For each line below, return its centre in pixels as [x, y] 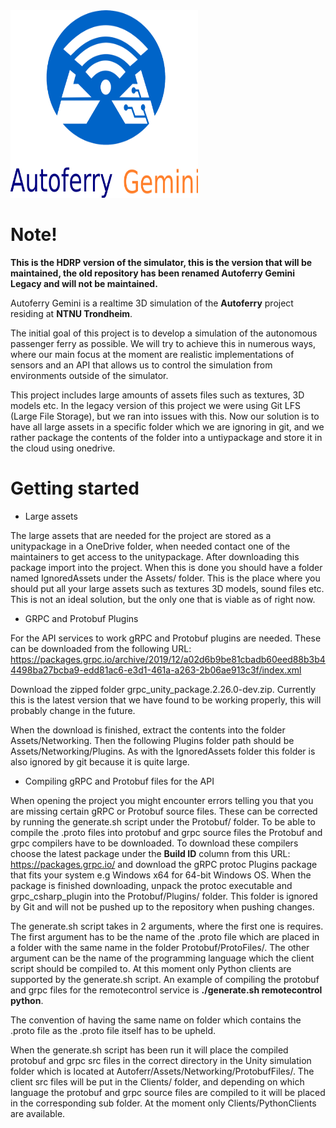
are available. [38, 1113]
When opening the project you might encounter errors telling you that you [162, 800]
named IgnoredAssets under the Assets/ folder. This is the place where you [165, 578]
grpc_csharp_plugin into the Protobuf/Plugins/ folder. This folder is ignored [164, 896]
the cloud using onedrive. [63, 448]
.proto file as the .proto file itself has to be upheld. [113, 1030]
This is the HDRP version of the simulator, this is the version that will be [161, 262]
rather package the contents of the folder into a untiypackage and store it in [166, 437]
